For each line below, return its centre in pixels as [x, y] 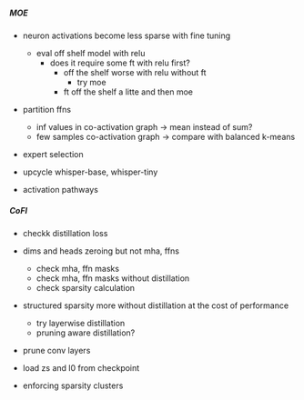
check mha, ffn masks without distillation [113, 278]
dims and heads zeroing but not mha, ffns [101, 251]
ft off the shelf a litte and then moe [128, 92]
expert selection [53, 154]
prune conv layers [56, 350]
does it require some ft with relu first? [120, 63]
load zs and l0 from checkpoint [81, 367]
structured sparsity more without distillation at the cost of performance [156, 305]
